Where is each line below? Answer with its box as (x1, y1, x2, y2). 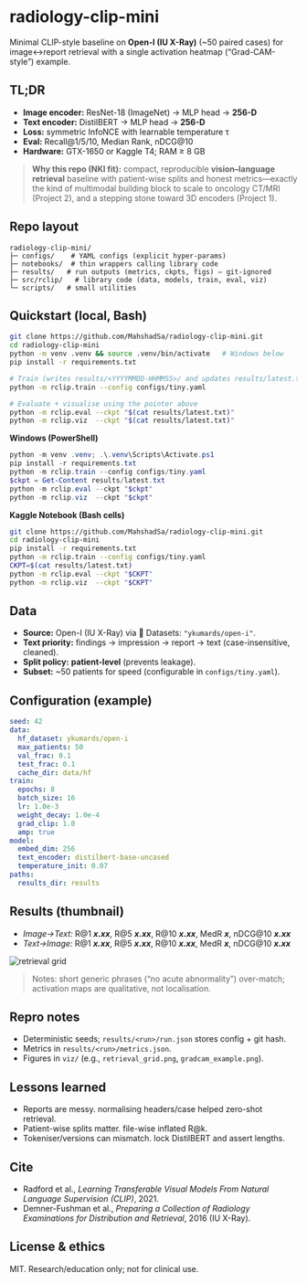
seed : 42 (9, 717, 43, 726)
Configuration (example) (9, 693, 153, 708)
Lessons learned (9, 1079, 107, 1095)
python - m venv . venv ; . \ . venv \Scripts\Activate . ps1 (9, 451, 215, 460)
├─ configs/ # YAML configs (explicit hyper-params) (9, 251, 227, 260)
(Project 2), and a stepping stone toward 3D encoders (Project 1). (31, 192, 278, 203)
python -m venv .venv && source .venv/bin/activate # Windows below (9, 349, 284, 358)
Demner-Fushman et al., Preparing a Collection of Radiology (22, 1203, 250, 1214)
